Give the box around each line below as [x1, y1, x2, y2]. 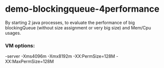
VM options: [5, 42, 35, 49]
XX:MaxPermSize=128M [5, 59, 54, 65]
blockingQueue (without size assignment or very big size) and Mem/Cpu [5, 24, 151, 30]
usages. [5, 30, 21, 36]
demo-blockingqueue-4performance [5, 3, 160, 15]
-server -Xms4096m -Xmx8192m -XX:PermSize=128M [5, 53, 115, 59]
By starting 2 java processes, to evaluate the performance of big [5, 20, 135, 25]
